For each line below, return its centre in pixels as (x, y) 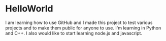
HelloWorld (29, 9)
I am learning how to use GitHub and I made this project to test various (79, 22)
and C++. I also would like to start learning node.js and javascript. (74, 33)
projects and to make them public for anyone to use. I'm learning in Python (83, 27)
